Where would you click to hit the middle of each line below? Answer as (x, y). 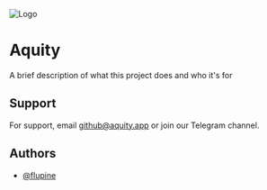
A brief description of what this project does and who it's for (121, 75)
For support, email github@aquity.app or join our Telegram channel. (134, 125)
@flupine (39, 175)
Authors (33, 154)
